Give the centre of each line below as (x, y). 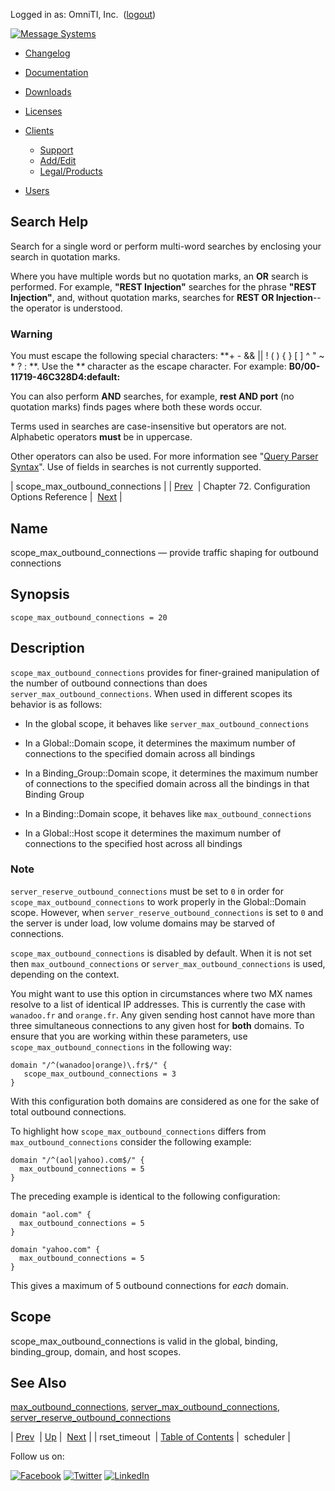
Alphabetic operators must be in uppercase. (101, 437)
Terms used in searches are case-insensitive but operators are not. (148, 426)
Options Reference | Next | (66, 497)
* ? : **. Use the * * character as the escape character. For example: (148, 366)
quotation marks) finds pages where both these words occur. (136, 407)
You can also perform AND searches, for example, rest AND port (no (152, 396)
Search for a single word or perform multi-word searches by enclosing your (166, 246)
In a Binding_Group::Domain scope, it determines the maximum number (171, 773)
